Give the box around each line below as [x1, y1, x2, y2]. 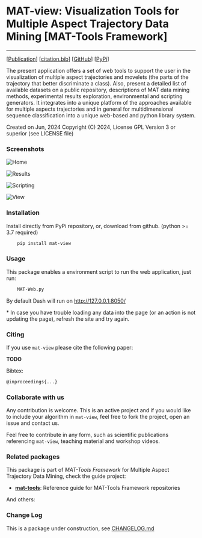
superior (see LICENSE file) [6, 129, 74, 137]
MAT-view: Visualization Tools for [6, 4, 179, 18]
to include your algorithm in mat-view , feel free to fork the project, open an [6, 413, 190, 421]
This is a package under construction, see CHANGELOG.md [6, 525, 155, 532]
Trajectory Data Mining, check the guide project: [6, 472, 126, 480]
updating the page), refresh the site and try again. [6, 315, 130, 323]
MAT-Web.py [17, 286, 44, 292]
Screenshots [6, 144, 44, 153]
